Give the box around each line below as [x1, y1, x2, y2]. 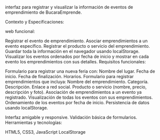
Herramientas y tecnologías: [5, 120, 62, 125]
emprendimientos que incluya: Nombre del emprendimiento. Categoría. [5, 79, 149, 84]
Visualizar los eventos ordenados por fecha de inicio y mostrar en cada [5, 54, 149, 59]
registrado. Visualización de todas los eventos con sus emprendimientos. [5, 94, 153, 100]
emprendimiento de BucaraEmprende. [5, 9, 82, 15]
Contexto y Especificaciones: [5, 19, 64, 25]
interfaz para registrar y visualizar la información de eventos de [5, 4, 133, 10]
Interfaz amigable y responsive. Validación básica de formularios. [5, 114, 137, 120]
